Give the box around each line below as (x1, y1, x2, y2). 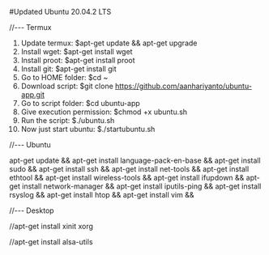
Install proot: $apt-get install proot (20, 56, 136, 65)
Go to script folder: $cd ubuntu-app (20, 99, 140, 108)
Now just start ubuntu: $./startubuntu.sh (20, 125, 156, 134)
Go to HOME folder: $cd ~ (20, 73, 109, 82)
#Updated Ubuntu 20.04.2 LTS (9, 7, 112, 16)
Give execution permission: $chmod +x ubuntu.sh (20, 107, 188, 117)
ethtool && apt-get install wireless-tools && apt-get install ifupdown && (9, 173, 245, 182)
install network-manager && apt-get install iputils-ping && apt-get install (22, 181, 262, 191)
